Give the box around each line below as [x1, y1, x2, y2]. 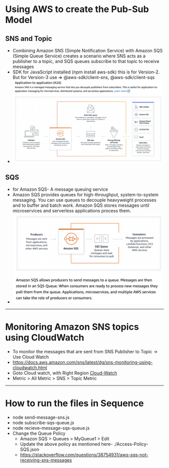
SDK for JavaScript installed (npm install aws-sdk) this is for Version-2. [12, 69, 160, 75]
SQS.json [20, 446, 39, 452]
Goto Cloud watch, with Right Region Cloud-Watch [12, 370, 117, 376]
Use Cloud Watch [12, 354, 49, 360]
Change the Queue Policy [12, 430, 66, 436]
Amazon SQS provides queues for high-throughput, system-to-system [12, 192, 159, 198]
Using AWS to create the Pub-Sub [5, 4, 149, 15]
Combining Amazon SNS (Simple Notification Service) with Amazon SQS [12, 48, 163, 53]
